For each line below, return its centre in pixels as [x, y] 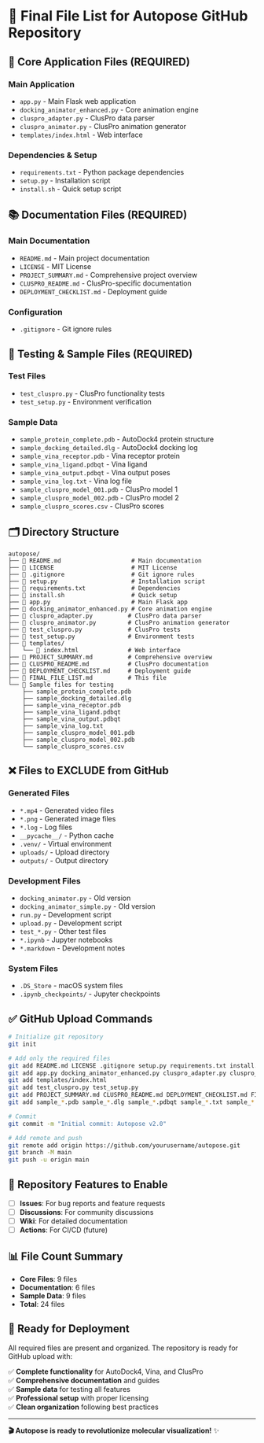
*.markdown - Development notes [72, 948]
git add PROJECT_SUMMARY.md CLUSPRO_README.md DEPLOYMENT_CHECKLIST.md [128, 1095]
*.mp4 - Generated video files [67, 810]
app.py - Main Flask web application [77, 101]
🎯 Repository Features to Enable [88, 1185]
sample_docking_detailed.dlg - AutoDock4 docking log [108, 448]
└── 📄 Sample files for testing [61, 685]
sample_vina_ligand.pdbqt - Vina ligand [83, 464]
